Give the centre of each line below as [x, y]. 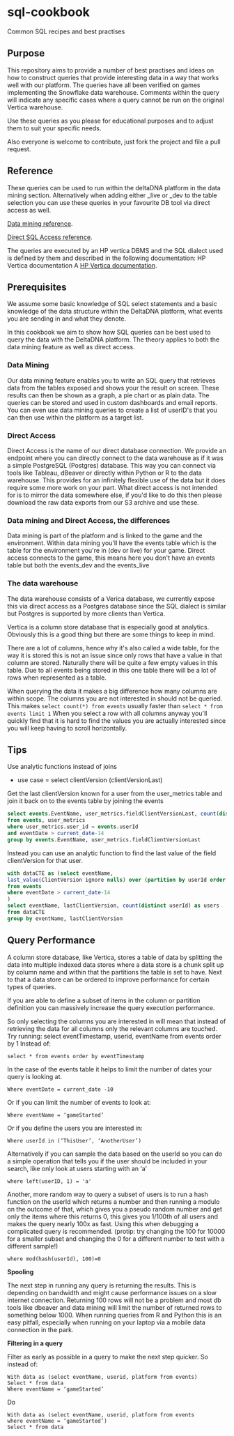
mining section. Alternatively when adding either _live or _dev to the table [112, 195]
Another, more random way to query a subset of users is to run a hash [108, 1194]
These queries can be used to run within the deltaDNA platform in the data [114, 188]
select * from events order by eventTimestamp [76, 1056]
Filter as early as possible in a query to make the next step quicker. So [108, 1357]
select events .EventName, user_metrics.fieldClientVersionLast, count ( [113, 814]
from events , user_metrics [46, 820]
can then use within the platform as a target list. [76, 417]
